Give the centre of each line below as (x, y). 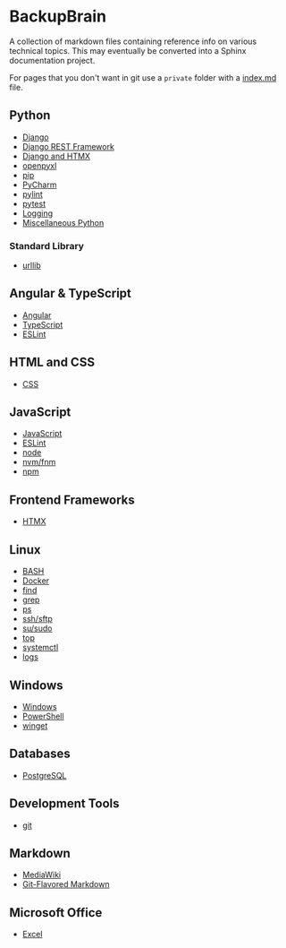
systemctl (40, 648)
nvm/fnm (39, 462)
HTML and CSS (52, 362)
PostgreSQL (44, 775)
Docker (36, 581)
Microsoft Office (56, 913)
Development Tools (64, 804)
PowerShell (43, 716)
